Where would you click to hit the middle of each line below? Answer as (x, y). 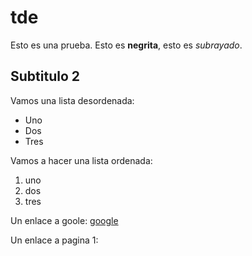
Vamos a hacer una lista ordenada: (81, 160)
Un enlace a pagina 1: (54, 240)
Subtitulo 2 (45, 76)
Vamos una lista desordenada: (72, 100)
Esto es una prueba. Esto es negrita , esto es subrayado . (126, 45)
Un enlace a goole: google (64, 220)
